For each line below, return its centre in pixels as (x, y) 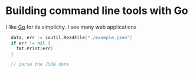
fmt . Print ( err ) (35, 48)
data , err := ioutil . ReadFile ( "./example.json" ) (72, 37)
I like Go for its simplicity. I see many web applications (71, 27)
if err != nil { (31, 43)
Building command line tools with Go (97, 11)
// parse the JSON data (40, 65)
